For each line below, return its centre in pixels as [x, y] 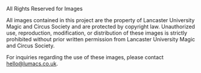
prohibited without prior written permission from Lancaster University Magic [101, 39]
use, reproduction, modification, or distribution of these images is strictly [97, 33]
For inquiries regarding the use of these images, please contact [85, 57]
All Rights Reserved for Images [45, 9]
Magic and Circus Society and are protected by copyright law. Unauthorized [101, 27]
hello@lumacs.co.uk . [32, 63]
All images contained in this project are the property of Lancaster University [101, 20]
